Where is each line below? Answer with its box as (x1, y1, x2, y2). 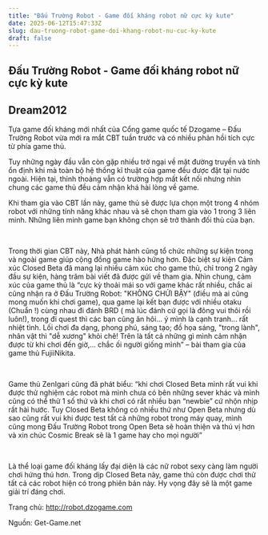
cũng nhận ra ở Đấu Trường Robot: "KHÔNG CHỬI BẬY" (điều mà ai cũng (8, 289, 249, 299)
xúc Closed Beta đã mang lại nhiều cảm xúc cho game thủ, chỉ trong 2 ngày (8, 263, 258, 273)
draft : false (8, 34, 52, 42)
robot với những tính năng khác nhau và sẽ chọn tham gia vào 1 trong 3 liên (8, 207, 256, 216)
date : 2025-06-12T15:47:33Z (8, 19, 102, 27)
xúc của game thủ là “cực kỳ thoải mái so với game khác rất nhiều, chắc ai (8, 280, 253, 290)
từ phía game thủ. (8, 142, 66, 151)
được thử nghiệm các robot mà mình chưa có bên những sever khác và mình (8, 388, 260, 397)
